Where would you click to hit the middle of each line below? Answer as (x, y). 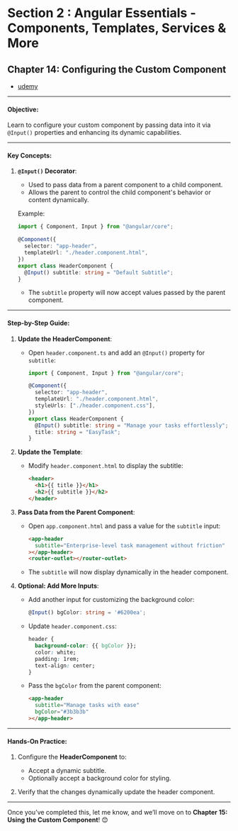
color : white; (55, 652)
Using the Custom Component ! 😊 (58, 820)
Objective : (23, 109)
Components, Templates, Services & (117, 28)
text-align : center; (65, 665)
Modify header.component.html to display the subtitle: (106, 466)
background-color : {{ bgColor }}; (85, 646)
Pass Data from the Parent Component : (76, 512)
